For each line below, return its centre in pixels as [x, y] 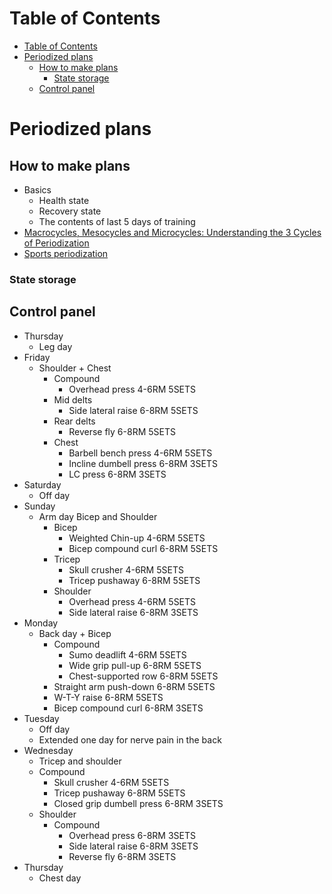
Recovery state [70, 211]
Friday [37, 357]
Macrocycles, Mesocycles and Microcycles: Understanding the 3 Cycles [172, 232]
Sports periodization [66, 253]
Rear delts [74, 421]
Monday [41, 623]
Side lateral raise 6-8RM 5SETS [133, 410]
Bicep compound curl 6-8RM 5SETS [143, 548]
